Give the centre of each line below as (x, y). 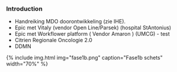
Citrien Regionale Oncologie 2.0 (54, 40)
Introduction (24, 9)
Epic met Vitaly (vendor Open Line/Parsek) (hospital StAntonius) (93, 28)
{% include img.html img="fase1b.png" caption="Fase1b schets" (84, 58)
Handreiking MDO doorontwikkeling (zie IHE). (70, 22)
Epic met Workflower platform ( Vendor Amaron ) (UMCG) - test (92, 34)
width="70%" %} (27, 64)
